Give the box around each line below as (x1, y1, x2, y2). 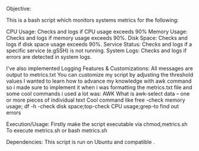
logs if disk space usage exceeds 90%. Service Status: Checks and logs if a (6, 41, 192, 48)
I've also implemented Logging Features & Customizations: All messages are (6, 65, 193, 72)
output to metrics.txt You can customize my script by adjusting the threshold (6, 71, 194, 78)
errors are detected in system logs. (6, 54, 92, 60)
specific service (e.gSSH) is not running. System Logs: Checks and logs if (6, 47, 187, 54)
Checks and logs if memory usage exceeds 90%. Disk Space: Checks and (6, 34, 188, 41)
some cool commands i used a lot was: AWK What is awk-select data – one (6, 90, 190, 97)
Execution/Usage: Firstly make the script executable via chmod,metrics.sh (6, 121, 188, 127)
